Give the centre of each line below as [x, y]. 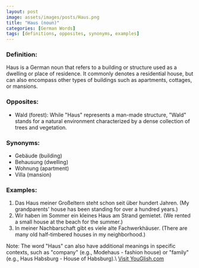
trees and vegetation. [41, 127]
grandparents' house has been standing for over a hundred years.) [96, 209]
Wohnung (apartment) [42, 168]
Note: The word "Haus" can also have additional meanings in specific [91, 246]
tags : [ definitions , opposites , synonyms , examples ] [73, 34]
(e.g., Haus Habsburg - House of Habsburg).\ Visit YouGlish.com [85, 258]
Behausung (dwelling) [42, 162]
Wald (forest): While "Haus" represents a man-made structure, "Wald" [100, 115]
